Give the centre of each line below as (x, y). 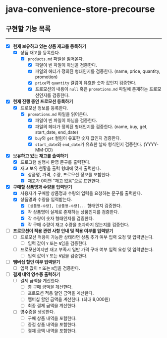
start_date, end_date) (57, 132)
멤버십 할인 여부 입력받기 (36, 262)
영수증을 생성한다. (37, 312)
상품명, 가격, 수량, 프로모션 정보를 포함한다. (69, 175)
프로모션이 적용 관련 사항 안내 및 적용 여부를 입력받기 (63, 230)
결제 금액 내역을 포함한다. (52, 331)
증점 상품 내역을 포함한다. (52, 324)
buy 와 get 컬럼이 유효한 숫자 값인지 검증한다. (78, 138)
